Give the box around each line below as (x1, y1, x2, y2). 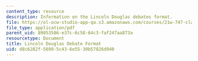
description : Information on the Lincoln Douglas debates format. (6, 14, 173, 20)
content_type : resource (6, 8, 65, 15)
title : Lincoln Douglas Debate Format (6, 41, 101, 47)
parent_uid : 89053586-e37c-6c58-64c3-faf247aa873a (6, 30, 133, 36)
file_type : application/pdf (6, 24, 75, 31)
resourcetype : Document (6, 35, 65, 41)
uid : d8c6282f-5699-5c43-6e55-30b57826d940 (6, 46, 115, 52)
